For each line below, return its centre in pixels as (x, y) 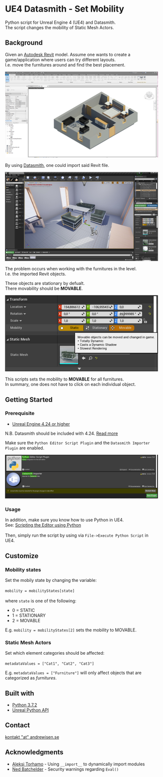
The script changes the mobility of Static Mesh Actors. (59, 27)
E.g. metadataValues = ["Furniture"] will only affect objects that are (73, 673)
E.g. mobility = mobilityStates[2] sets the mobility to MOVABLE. (71, 630)
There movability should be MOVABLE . (44, 288)
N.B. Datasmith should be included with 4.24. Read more (61, 433)
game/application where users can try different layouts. (60, 60)
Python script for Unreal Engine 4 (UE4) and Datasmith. (60, 22)
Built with (20, 693)
